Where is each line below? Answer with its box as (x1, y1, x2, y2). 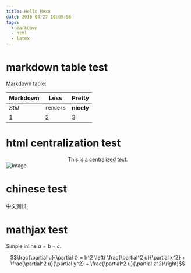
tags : (6, 19, 19, 25)
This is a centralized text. (68, 156, 128, 163)
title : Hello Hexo (6, 8, 51, 15)
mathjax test (6, 223, 68, 236)
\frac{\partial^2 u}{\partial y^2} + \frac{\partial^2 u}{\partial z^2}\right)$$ (10, 260, 185, 267)
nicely (72, 103, 89, 111)
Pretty (72, 94, 89, 102)
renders (45, 104, 66, 111)
